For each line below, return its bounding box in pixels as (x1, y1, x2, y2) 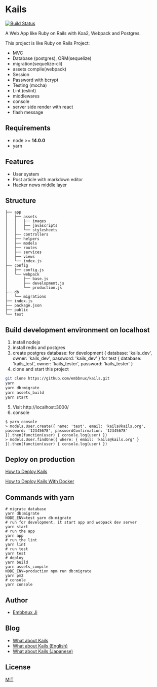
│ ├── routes (5, 245, 37, 251)
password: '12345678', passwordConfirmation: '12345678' (5, 428, 128, 433)
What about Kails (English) (12, 643, 68, 649)
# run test (5, 546, 28, 552)
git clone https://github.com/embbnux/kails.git (5, 376, 110, 381)
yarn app (5, 533, 24, 538)
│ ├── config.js (5, 267, 44, 272)
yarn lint (5, 542, 26, 547)
